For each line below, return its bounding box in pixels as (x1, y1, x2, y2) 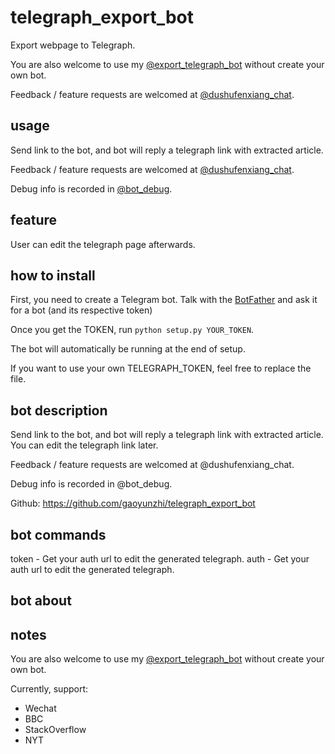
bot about (10, 592, 72, 610)
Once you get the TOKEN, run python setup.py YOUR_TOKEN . (10, 324, 255, 336)
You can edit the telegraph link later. (10, 439, 159, 451)
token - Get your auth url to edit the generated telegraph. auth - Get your (10, 553, 310, 565)
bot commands (10, 526, 107, 543)
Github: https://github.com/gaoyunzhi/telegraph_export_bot (10, 497, 256, 510)
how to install (10, 267, 96, 284)
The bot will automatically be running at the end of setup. (10, 343, 246, 355)
